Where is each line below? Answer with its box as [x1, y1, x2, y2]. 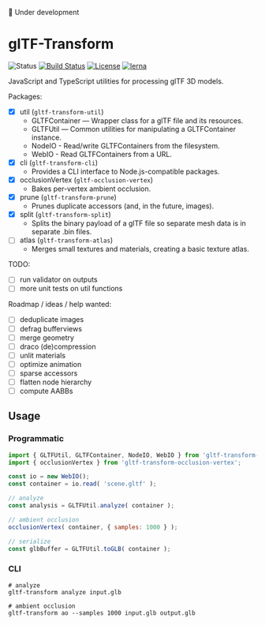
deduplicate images [19, 315, 84, 324]
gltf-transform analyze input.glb [8, 588, 122, 596]
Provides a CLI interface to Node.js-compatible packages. [31, 167, 220, 177]
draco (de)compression [19, 342, 96, 351]
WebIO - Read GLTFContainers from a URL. [31, 150, 172, 159]
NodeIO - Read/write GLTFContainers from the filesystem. [31, 141, 221, 150]
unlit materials [19, 350, 65, 360]
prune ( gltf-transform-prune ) [19, 193, 117, 202]
